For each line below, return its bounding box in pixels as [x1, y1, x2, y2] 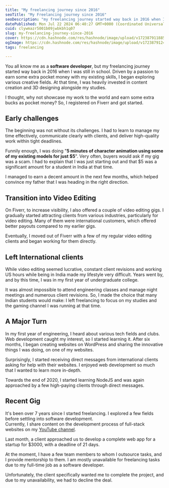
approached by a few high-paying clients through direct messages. [5, 382, 145, 388]
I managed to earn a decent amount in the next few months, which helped [5, 174, 158, 180]
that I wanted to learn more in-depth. [5, 367, 81, 373]
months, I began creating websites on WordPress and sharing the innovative [5, 341, 163, 347]
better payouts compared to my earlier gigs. [5, 223, 97, 229]
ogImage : [5, 40, 24, 45]
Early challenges [5, 114, 59, 123]
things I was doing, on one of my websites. [5, 346, 94, 353]
